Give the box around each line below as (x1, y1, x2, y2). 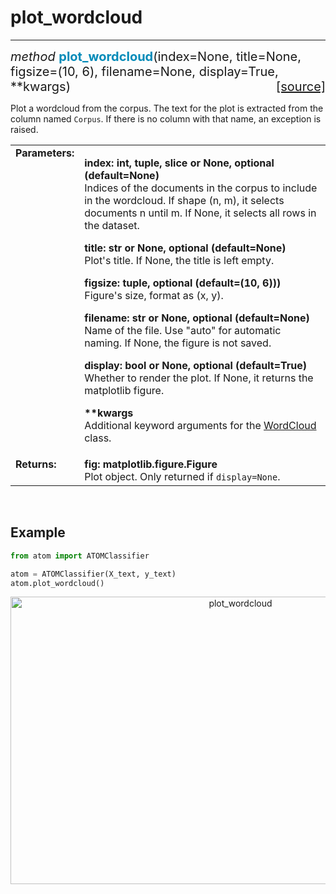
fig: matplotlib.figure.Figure (84, 457, 218, 471)
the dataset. (84, 218, 140, 232)
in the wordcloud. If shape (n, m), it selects (84, 193, 285, 207)
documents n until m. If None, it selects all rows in (84, 206, 317, 220)
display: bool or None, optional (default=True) (84, 358, 308, 372)
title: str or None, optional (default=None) (84, 241, 287, 255)
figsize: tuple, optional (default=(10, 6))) (84, 276, 282, 290)
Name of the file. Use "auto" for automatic (84, 323, 282, 337)
